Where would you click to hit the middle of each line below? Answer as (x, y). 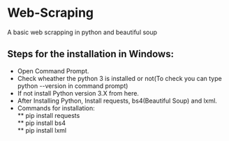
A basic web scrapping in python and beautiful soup (82, 32)
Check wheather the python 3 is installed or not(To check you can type (119, 78)
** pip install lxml (42, 130)
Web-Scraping (51, 13)
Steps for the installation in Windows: (91, 54)
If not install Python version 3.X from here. (78, 93)
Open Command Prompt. (53, 70)
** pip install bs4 (42, 123)
